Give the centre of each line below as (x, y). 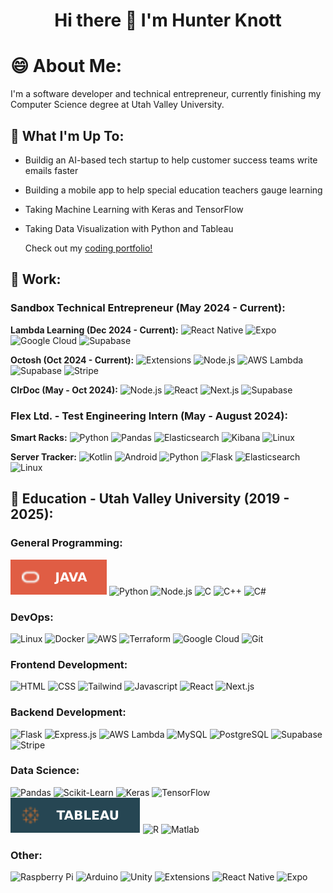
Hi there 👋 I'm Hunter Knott (168, 20)
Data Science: (45, 771)
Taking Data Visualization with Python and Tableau (129, 228)
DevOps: (32, 617)
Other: (26, 855)
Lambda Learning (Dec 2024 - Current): (94, 330)
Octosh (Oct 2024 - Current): (72, 360)
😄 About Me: (66, 66)
